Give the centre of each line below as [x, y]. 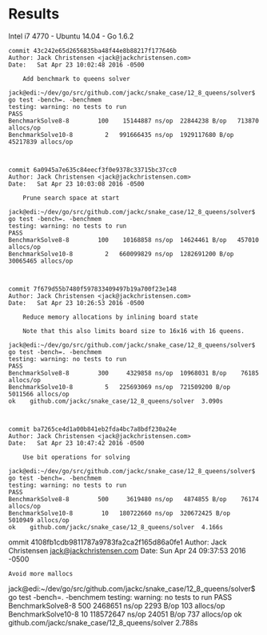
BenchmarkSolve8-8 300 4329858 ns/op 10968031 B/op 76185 [134, 373]
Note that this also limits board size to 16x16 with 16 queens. [134, 331]
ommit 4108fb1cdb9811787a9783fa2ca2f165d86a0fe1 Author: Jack [118, 542]
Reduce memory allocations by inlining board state [110, 317]
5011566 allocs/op [39, 394]
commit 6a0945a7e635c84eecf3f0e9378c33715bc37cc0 [93, 170]
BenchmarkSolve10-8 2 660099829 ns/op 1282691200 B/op [121, 254]
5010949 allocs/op [39, 520]
